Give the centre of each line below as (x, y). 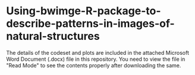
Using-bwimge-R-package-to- (84, 11)
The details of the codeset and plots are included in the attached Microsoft (97, 52)
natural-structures (53, 36)
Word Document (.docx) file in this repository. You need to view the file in (96, 59)
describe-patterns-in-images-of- (91, 24)
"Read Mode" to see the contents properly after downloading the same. (94, 65)
